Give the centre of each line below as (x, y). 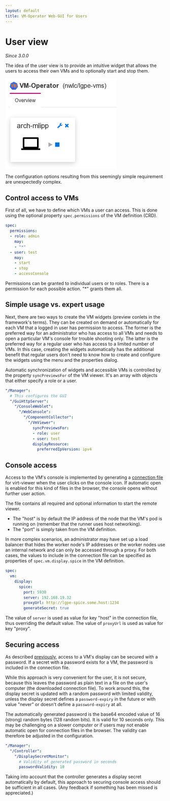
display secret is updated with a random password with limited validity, (79, 693)
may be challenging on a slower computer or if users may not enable (77, 725)
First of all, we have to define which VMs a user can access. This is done (81, 210)
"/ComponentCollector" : (48, 417)
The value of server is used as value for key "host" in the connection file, (82, 618)
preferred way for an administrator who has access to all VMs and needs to (84, 333)
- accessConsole (32, 274)
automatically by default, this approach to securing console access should (83, 782)
